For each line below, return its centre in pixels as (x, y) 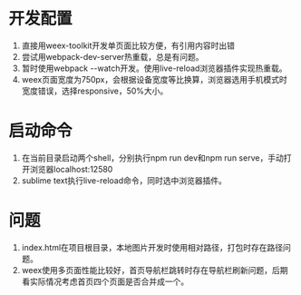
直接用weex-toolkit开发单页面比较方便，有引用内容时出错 (128, 45)
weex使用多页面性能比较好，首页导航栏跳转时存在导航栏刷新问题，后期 (155, 270)
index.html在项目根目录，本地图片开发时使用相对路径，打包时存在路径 (152, 247)
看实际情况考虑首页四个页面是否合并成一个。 (105, 281)
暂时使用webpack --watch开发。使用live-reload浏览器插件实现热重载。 (154, 68)
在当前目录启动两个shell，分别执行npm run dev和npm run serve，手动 (153, 157)
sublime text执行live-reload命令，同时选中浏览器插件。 (124, 180)
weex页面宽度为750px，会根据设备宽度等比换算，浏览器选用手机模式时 (154, 79)
